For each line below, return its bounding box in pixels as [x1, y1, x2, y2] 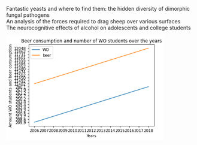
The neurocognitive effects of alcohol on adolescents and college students [6, 24, 191, 31]
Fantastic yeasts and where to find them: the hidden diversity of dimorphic [6, 5, 190, 12]
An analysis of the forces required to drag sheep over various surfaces [6, 18, 181, 25]
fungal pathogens [6, 11, 50, 19]
